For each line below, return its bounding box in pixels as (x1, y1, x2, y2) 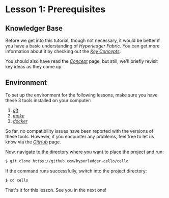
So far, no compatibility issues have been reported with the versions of (5, 128, 154, 134)
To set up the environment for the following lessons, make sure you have (5, 92, 158, 98)
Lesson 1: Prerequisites (5, 4, 106, 15)
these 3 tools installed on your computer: (5, 97, 92, 103)
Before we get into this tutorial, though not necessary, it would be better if (5, 37, 160, 43)
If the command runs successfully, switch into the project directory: (5, 167, 147, 174)
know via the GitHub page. (5, 139, 61, 145)
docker (12, 118, 28, 124)
